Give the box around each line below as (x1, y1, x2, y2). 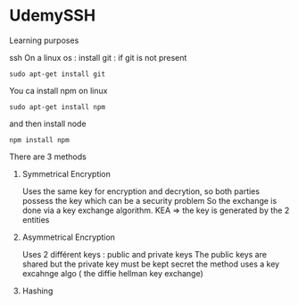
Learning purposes (9, 35, 79, 46)
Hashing (21, 285, 54, 296)
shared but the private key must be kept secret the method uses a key (21, 258, 280, 269)
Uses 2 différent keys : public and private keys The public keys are (21, 249, 268, 259)
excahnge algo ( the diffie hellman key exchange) (21, 267, 203, 278)
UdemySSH (9, 5, 96, 26)
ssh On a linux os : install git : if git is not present (9, 52, 187, 63)
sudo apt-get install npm (9, 102, 105, 112)
